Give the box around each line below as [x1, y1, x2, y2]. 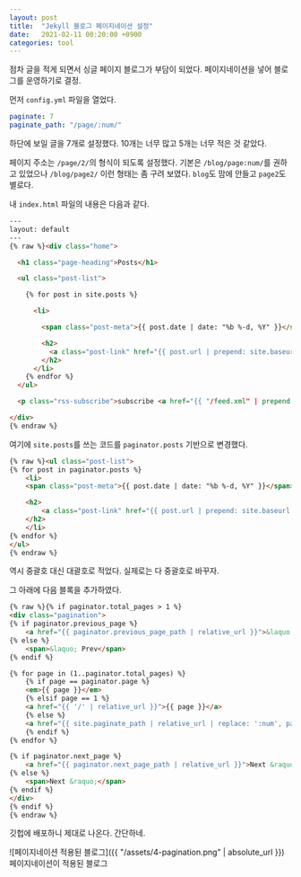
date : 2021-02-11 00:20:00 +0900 [9, 30, 142, 39]
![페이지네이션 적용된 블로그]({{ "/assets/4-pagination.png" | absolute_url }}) [9, 846, 285, 858]
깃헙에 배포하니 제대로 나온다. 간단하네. [9, 828, 146, 838]
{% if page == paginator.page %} [25, 678, 150, 687]
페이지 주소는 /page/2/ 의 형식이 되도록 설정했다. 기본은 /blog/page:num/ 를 [9, 157, 271, 167]
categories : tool [9, 38, 74, 48]
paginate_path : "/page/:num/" [9, 120, 123, 130]
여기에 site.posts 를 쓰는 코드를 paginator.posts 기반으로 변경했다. [9, 438, 248, 449]
